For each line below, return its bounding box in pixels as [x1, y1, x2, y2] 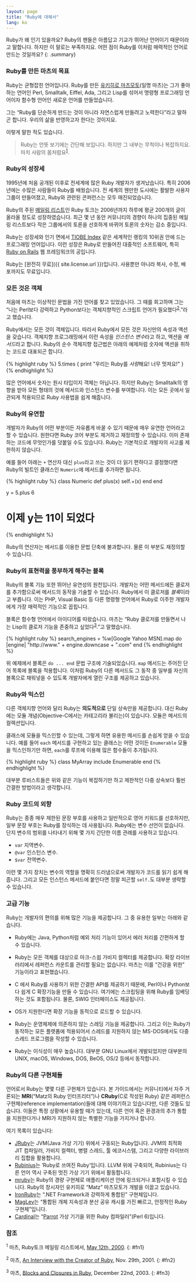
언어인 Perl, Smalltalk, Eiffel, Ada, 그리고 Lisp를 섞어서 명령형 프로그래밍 [16, 89, 184, 96]
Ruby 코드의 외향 [6, 800, 51, 808]
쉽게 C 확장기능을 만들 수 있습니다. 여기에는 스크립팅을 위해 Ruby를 [20, 988, 174, 995]
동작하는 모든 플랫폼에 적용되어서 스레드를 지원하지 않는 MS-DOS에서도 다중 [14, 1027, 189, 1034]
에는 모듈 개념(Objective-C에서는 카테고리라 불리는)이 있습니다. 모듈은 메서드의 [6, 712, 187, 719]
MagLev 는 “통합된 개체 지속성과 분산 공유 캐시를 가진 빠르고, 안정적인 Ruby [14, 1198, 187, 1205]
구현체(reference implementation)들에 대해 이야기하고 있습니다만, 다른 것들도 [6, 1100, 184, 1107]
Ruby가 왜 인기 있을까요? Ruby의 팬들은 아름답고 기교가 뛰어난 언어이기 [6, 36, 169, 43]
